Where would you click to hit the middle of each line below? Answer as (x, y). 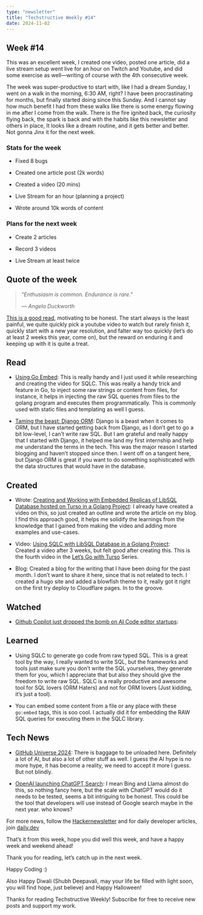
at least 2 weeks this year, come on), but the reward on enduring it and (95, 337)
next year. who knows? (44, 809)
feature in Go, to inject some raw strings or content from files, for (96, 390)
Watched (24, 607)
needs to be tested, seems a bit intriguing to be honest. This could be (102, 796)
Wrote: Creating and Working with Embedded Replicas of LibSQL (96, 500)
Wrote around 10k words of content (59, 208)
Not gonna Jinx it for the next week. (51, 132)
